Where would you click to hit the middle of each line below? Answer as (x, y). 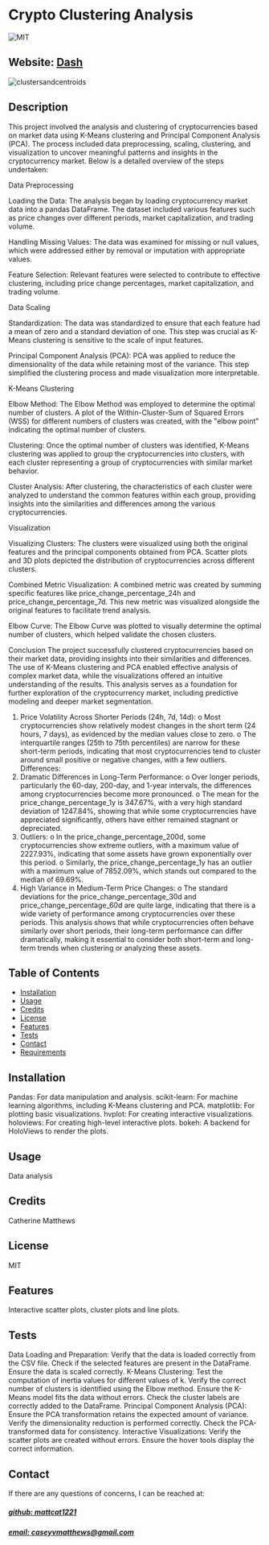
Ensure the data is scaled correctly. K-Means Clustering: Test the (116, 1372)
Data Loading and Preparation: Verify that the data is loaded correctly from (132, 1355)
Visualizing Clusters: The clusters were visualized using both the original (128, 543)
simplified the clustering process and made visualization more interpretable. (134, 373)
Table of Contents (54, 973)
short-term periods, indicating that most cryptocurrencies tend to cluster (140, 751)
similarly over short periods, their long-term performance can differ (131, 931)
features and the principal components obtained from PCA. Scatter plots (128, 551)
